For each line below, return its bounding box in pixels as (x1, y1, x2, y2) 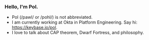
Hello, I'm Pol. (4, 3, 39, 10)
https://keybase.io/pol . (11, 25, 57, 30)
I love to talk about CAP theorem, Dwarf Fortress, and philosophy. (11, 30, 144, 36)
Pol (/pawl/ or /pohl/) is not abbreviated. (11, 14, 93, 20)
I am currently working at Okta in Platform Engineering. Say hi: (11, 19, 138, 25)
